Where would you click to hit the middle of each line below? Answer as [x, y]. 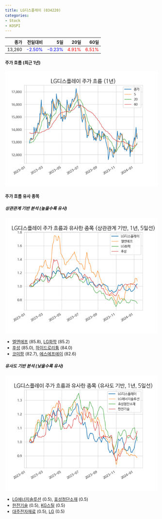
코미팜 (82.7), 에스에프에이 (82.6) [44, 354]
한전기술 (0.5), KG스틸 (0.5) [39, 505]
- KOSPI [13, 26]
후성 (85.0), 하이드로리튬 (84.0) [42, 348]
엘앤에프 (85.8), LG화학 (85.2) [41, 342]
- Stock [13, 20]
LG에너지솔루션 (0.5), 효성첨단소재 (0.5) [50, 500]
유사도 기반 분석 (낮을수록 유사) [34, 366]
